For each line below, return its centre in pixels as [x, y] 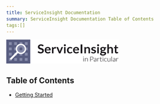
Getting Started [34, 95]
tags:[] [16, 25]
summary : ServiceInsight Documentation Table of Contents [80, 19]
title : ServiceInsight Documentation [53, 13]
